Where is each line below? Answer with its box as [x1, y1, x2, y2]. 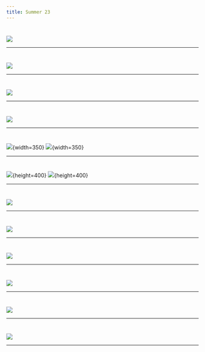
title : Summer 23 [6, 9, 51, 15]
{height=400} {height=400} [12, 171, 88, 179]
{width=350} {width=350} [12, 143, 84, 151]
